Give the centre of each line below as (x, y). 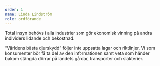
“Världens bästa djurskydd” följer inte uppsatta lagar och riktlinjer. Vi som (80, 48)
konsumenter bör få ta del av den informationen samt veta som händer (78, 53)
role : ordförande (23, 19)
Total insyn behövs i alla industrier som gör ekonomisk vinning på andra (79, 33)
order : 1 (14, 10)
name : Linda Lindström (29, 14)
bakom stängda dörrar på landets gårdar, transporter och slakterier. (74, 59)
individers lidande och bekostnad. (40, 38)
